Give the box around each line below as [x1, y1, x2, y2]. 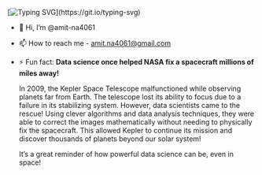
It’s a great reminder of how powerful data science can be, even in [18, 150, 234, 158]
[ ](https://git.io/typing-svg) [7, 8, 141, 17]
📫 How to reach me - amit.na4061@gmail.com [18, 39, 171, 47]
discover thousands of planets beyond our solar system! [18, 134, 201, 143]
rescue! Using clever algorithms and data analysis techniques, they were [18, 109, 255, 118]
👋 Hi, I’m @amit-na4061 [18, 23, 96, 32]
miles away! [18, 69, 60, 78]
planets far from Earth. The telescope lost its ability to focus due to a [18, 92, 242, 102]
